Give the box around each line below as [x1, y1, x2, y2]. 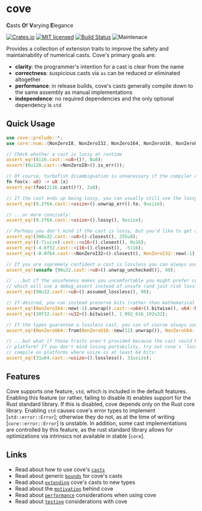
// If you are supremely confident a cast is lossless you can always [6, 261, 187, 268]
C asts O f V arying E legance [6, 22, 74, 29]
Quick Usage [6, 119, 55, 129]
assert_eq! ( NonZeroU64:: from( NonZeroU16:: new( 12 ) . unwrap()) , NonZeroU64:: [6, 327, 198, 334]
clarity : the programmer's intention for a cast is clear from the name [14, 63, 185, 70]
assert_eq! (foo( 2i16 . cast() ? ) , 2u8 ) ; [6, 184, 101, 191]
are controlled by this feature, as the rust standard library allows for [6, 426, 173, 433]
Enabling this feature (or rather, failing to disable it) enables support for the [6, 394, 191, 401]
